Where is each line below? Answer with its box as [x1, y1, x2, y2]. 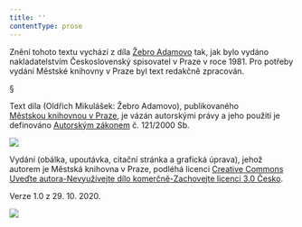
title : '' [9, 13, 47, 23]
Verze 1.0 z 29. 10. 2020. [9, 190, 101, 201]
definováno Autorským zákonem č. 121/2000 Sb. [9, 119, 190, 131]
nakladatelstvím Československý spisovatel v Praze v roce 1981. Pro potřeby [9, 56, 294, 67]
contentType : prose [9, 22, 83, 31]
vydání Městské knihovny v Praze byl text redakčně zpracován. [9, 65, 245, 77]
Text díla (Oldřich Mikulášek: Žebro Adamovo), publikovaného [9, 100, 240, 111]
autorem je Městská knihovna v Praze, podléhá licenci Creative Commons [9, 163, 284, 174]
